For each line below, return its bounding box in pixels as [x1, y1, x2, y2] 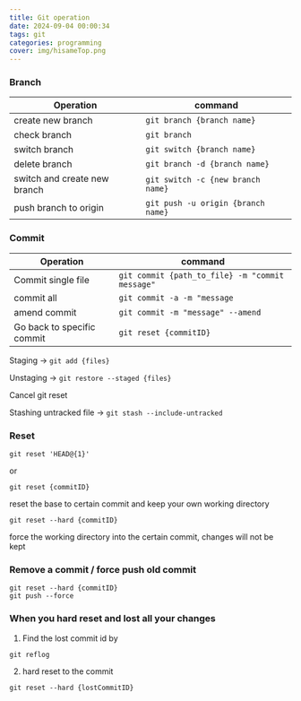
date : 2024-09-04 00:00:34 [9, 22, 110, 30]
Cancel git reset [9, 389, 68, 400]
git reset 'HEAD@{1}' [9, 450, 90, 459]
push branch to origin [13, 202, 105, 214]
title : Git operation [9, 13, 90, 22]
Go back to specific [13, 320, 96, 333]
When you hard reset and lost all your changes [9, 612, 217, 625]
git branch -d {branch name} [145, 159, 271, 169]
